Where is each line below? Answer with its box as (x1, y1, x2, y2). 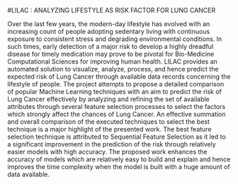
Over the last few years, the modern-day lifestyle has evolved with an (7, 20, 210, 28)
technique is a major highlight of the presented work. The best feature (7, 125, 212, 133)
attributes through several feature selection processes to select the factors (7, 103, 226, 110)
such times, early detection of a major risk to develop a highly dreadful (7, 42, 214, 50)
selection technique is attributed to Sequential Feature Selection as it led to (7, 132, 227, 141)
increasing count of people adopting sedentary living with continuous (7, 28, 210, 35)
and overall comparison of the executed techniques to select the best (7, 117, 210, 126)
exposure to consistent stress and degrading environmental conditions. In (7, 35, 222, 43)
